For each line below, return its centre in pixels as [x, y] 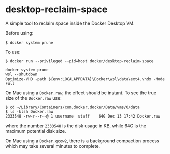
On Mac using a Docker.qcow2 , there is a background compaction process [82, 141]
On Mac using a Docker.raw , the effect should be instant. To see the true [81, 93]
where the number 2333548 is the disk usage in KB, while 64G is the [76, 126]
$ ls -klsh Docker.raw [29, 112]
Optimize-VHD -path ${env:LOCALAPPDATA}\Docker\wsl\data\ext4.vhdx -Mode [85, 79]
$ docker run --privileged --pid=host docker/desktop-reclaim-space [79, 61]
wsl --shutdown [21, 74]
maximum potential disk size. [36, 131]
